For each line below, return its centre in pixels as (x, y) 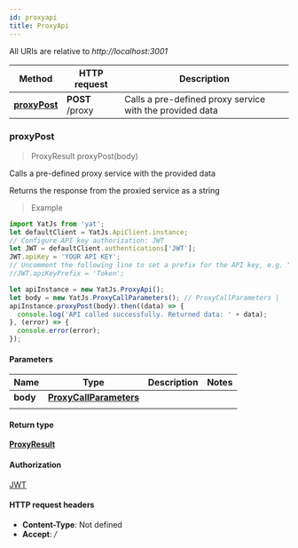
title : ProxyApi (39, 26)
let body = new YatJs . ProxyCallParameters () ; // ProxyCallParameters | (144, 298)
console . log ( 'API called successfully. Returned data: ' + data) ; (142, 314)
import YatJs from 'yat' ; (57, 224)
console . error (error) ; (59, 331)
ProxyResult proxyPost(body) (85, 155)
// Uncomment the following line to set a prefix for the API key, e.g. (146, 266)
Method (36, 78)
